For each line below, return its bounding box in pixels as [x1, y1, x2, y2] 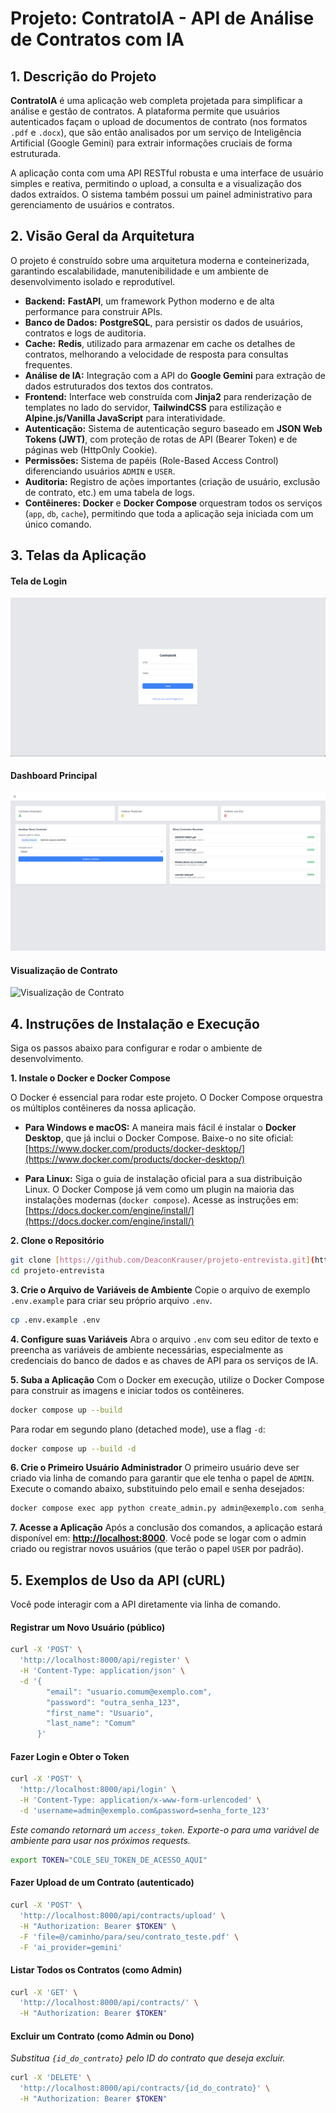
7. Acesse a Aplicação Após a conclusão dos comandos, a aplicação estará [10, 1522, 323, 1534]
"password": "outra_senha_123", [46, 1697, 182, 1707]
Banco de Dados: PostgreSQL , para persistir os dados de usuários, [24, 316, 304, 328]
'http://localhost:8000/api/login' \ [19, 1785, 177, 1795]
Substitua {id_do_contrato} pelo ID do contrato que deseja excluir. [10, 2052, 286, 2064]
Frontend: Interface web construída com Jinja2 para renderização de [24, 390, 313, 402]
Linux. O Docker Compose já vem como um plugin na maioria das [24, 1183, 295, 1196]
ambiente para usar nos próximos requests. [10, 1834, 191, 1846]
